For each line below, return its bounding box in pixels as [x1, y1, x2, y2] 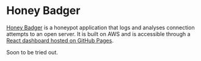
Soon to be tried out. [6, 48, 58, 56]
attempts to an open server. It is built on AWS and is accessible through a [6, 30, 191, 37]
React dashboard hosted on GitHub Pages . [6, 37, 114, 44]
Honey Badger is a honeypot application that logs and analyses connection [6, 24, 195, 31]
